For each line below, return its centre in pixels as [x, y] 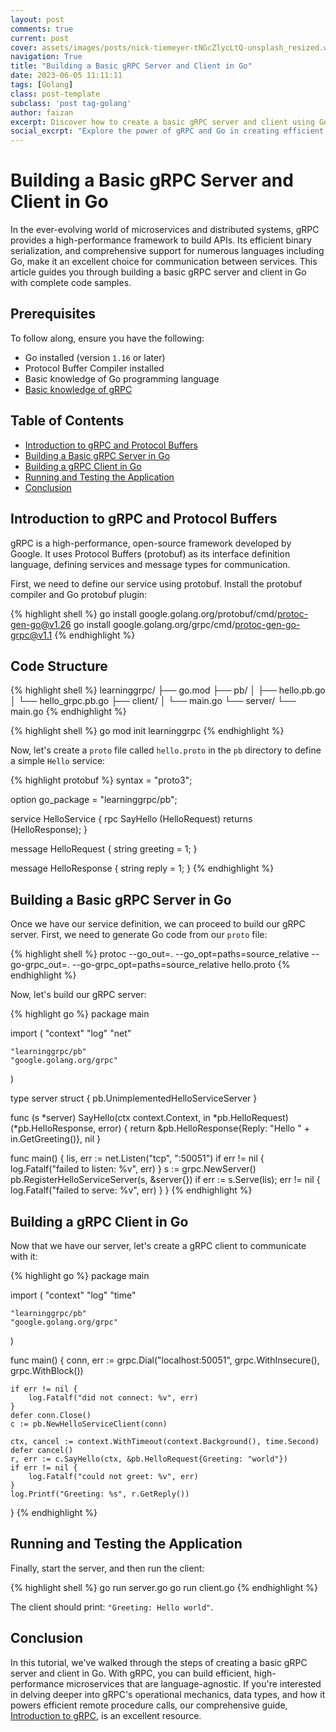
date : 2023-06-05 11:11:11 [66, 76]
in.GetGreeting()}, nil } [56, 1139]
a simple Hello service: [58, 761]
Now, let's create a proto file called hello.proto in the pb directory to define [166, 750]
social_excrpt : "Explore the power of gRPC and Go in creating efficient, [169, 131]
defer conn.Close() [51, 1415]
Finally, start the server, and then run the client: [107, 1568]
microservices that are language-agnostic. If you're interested [194, 1683]
